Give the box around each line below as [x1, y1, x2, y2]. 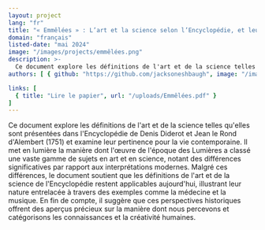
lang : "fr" [8, 19, 44, 27]
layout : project [8, 11, 62, 20]
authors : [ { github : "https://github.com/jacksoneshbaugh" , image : [8, 70, 238, 78]
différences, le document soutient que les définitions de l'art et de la [8, 171, 230, 180]
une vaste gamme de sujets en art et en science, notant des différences [8, 154, 242, 164]
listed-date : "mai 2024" [8, 41, 90, 49]
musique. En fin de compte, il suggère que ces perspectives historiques [8, 196, 241, 206]
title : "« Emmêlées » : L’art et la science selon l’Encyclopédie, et [8, 26, 245, 34]
